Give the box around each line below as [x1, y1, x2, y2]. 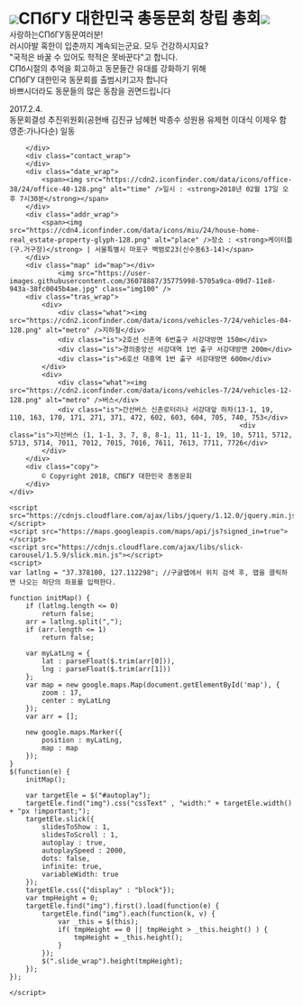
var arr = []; [25, 712, 78, 722]
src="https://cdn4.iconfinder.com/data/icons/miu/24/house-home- [9, 226, 260, 235]
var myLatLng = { [25, 649, 91, 659]
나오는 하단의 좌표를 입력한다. [19, 578, 116, 587]
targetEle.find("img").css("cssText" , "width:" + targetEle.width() [25, 799, 293, 808]
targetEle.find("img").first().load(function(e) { [25, 901, 220, 911]
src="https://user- [78, 269, 151, 278]
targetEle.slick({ [25, 815, 95, 824]
